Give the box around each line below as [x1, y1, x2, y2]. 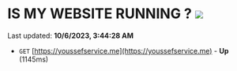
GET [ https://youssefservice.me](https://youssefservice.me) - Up [18, 46, 229, 55]
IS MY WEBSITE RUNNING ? [7, 5, 193, 23]
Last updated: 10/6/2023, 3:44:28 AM [7, 31, 134, 40]
